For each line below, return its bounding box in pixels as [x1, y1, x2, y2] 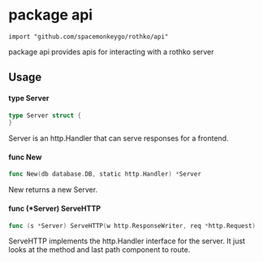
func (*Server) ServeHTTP [8, 203, 101, 213]
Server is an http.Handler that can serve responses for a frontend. [8, 133, 229, 143]
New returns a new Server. [8, 185, 98, 194]
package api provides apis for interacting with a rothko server [8, 46, 214, 56]
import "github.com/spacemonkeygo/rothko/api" [8, 33, 169, 41]
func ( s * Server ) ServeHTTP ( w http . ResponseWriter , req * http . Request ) [8, 221, 256, 229]
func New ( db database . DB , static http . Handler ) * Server [8, 170, 201, 178]
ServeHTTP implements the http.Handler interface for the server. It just [8, 236, 246, 246]
